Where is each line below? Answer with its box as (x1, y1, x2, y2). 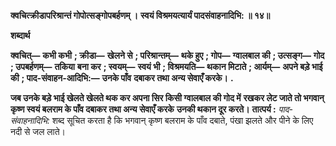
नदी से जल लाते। (10, 126, 66, 137)
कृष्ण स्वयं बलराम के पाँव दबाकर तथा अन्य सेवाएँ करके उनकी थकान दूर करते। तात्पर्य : (10, 103, 277, 115)
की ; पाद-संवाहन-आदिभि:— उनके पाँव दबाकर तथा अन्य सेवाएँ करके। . (10, 72, 234, 84)
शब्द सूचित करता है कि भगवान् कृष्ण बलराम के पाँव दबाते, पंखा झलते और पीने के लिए (51, 115, 314, 126)
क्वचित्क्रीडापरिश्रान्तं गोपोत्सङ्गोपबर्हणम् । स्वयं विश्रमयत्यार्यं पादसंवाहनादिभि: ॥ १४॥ (10, 10, 271, 21)
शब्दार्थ (10, 30, 31, 41)
